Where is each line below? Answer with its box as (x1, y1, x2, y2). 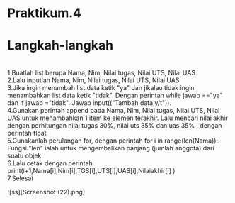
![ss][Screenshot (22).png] (7, 188, 86, 197)
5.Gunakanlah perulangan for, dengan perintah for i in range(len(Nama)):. (7, 136, 220, 145)
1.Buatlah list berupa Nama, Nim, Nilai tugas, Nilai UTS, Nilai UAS (7, 69, 196, 77)
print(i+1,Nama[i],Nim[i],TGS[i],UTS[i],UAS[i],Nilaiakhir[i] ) (7, 167, 176, 175)
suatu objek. (7, 151, 44, 160)
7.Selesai (7, 174, 33, 182)
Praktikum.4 (7, 5, 82, 21)
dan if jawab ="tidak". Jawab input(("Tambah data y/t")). (7, 99, 172, 107)
